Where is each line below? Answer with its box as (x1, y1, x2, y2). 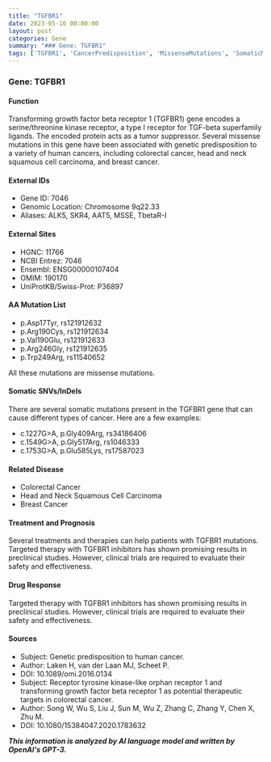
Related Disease (8, 464, 65, 474)
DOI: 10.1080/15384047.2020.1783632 (19, 720, 147, 730)
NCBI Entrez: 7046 (19, 255, 82, 265)
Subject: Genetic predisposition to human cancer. (19, 651, 185, 661)
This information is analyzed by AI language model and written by (8, 736, 236, 746)
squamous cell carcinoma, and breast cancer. (8, 157, 160, 166)
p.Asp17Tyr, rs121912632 (19, 318, 102, 327)
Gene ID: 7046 (19, 193, 69, 203)
